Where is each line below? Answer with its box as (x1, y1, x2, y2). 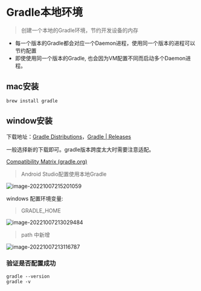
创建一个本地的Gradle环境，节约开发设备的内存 (21, 27, 139, 34)
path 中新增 (21, 231, 50, 238)
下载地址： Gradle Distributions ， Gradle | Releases (6, 133, 132, 140)
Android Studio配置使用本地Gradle (21, 170, 107, 177)
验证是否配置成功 (6, 259, 56, 267)
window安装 (6, 116, 53, 126)
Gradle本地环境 (6, 5, 83, 19)
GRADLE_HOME (21, 206, 62, 214)
